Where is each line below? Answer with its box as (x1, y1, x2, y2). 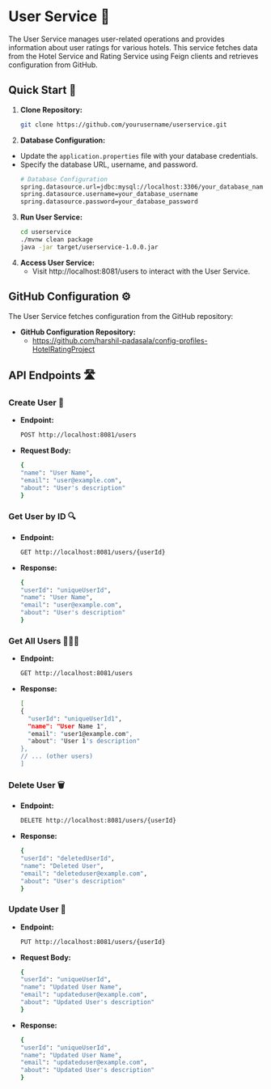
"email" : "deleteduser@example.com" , (19, 870, 148, 878)
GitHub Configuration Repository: (19, 327, 136, 337)
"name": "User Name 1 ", (28, 722, 108, 730)
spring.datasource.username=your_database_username (19, 190, 198, 198)
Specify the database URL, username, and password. (19, 160, 198, 169)
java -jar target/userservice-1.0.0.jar (19, 243, 159, 251)
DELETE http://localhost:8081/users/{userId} (19, 817, 176, 825)
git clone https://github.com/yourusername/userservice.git (19, 121, 227, 129)
